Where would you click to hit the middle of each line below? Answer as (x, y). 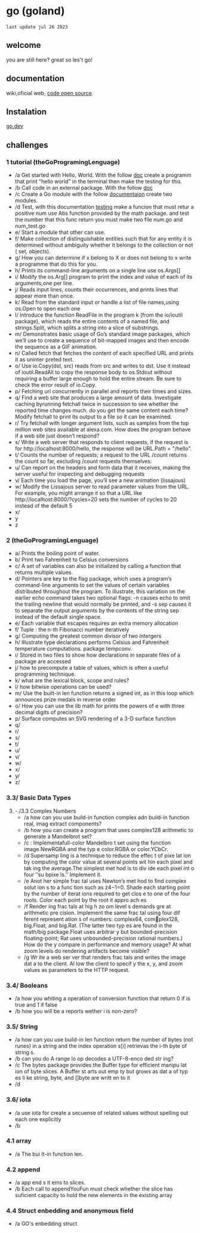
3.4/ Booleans (27, 985)
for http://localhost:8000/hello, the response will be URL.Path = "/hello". (103, 449)
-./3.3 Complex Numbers (45, 811)
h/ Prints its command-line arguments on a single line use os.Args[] (98, 271)
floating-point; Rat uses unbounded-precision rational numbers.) (103, 938)
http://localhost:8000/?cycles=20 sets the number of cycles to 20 (96, 499)
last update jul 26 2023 (37, 27)
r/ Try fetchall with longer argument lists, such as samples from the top (102, 423)
